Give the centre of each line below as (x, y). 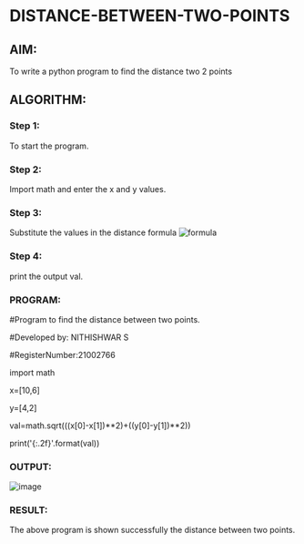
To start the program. (49, 146)
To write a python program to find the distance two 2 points (121, 71)
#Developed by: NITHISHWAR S (69, 337)
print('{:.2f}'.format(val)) (55, 443)
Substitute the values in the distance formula (93, 232)
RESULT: (29, 510)
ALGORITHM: (48, 100)
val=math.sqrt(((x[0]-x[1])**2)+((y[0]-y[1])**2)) (100, 426)
